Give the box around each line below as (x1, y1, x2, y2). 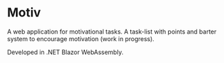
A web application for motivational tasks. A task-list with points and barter (7, 27, 217, 36)
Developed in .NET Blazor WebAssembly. (7, 48, 124, 56)
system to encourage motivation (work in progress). (7, 34, 155, 42)
